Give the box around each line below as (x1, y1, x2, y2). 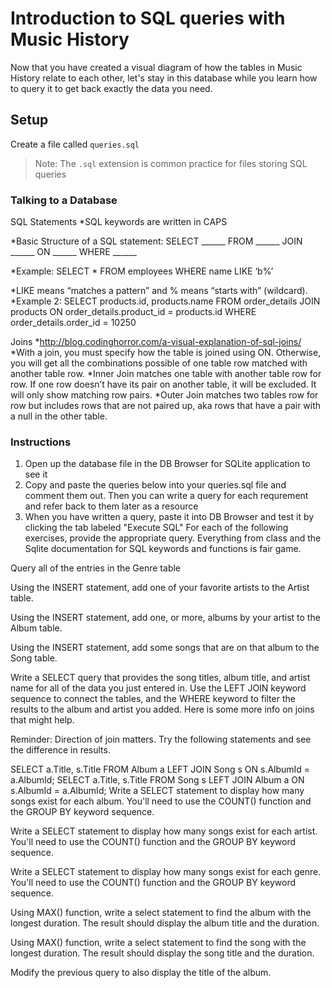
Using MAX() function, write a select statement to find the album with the (10, 907, 312, 919)
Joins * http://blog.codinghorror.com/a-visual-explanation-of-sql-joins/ (10, 336, 302, 348)
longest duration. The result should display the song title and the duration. (10, 947, 315, 959)
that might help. (10, 714, 75, 726)
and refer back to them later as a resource (24, 500, 199, 512)
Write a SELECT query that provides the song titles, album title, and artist (10, 672, 311, 684)
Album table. (10, 622, 63, 634)
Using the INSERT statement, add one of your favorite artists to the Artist (10, 582, 310, 594)
